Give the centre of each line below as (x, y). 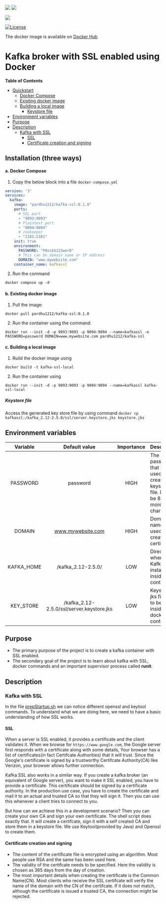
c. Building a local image (31, 347)
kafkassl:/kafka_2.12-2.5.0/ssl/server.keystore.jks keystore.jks (75, 418)
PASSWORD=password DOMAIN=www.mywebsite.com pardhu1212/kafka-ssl (75, 336)
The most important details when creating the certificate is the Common (85, 875)
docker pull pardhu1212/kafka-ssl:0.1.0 (47, 314)
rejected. (21, 896)
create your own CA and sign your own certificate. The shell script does (78, 816)
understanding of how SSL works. (40, 717)
